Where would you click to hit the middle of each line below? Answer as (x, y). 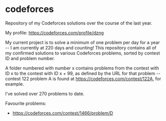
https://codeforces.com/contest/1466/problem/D (63, 113)
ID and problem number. (30, 58)
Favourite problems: (26, 103)
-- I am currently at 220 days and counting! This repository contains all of (81, 47)
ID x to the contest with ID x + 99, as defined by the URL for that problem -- (83, 73)
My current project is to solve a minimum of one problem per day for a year (82, 42)
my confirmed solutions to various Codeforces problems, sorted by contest (82, 53)
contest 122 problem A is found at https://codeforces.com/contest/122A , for (83, 78)
